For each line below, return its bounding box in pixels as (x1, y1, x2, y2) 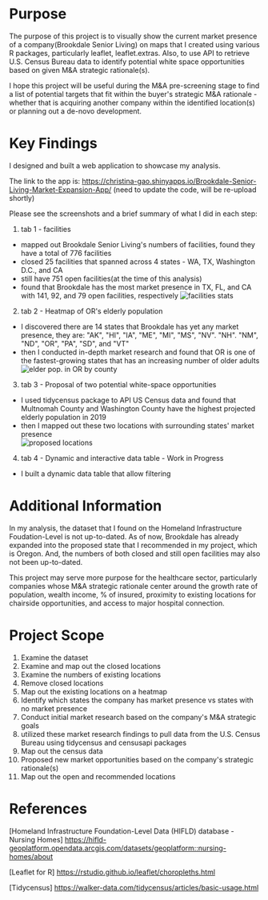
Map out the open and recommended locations (20, 771, 176, 781)
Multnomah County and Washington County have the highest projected (20, 403, 256, 413)
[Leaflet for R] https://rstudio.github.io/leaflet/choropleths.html (9, 867, 215, 877)
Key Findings (9, 134, 98, 153)
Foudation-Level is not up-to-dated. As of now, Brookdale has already (9, 531, 239, 541)
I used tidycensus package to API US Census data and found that (20, 395, 237, 405)
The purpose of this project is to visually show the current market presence (9, 31, 258, 41)
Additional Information (9, 497, 162, 515)
